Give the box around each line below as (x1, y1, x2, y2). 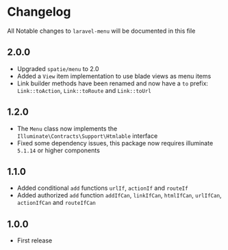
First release (16, 236, 53, 245)
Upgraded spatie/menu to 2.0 (16, 64, 99, 72)
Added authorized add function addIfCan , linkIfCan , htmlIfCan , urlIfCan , (16, 191, 222, 199)
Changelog (7, 4, 71, 20)
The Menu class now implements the (16, 124, 118, 133)
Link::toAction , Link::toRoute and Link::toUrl (16, 86, 152, 94)
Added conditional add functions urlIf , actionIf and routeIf (16, 184, 188, 192)
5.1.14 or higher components (16, 146, 101, 154)
